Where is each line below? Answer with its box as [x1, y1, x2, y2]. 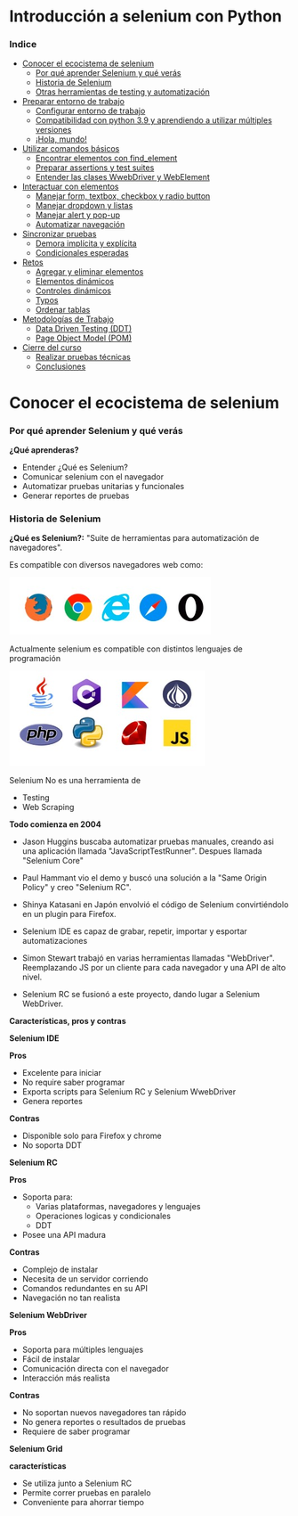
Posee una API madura [21, 1230, 107, 1241]
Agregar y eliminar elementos [35, 266, 144, 277]
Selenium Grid [9, 1444, 63, 1455]
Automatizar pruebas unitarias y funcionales [21, 480, 185, 491]
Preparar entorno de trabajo [21, 96, 125, 107]
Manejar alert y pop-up [35, 209, 121, 220]
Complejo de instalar [21, 1264, 99, 1275]
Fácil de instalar [21, 1354, 81, 1364]
